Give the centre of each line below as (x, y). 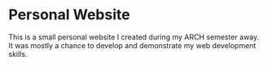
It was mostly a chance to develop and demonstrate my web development (132, 45)
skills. (18, 54)
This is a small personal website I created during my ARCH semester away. (134, 37)
